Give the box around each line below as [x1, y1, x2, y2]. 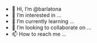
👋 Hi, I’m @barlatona [11, 6, 62, 12]
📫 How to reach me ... [11, 31, 66, 37]
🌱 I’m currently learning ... [11, 18, 75, 24]
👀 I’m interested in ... [11, 12, 62, 19]
